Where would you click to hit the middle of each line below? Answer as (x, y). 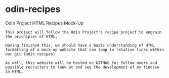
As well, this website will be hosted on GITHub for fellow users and (81, 63)
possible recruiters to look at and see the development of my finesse (82, 67)
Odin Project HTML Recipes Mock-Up (45, 23)
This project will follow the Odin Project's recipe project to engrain (83, 32)
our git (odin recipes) (30, 54)
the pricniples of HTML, (31, 36)
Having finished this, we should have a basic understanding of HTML (80, 45)
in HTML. (14, 71)
